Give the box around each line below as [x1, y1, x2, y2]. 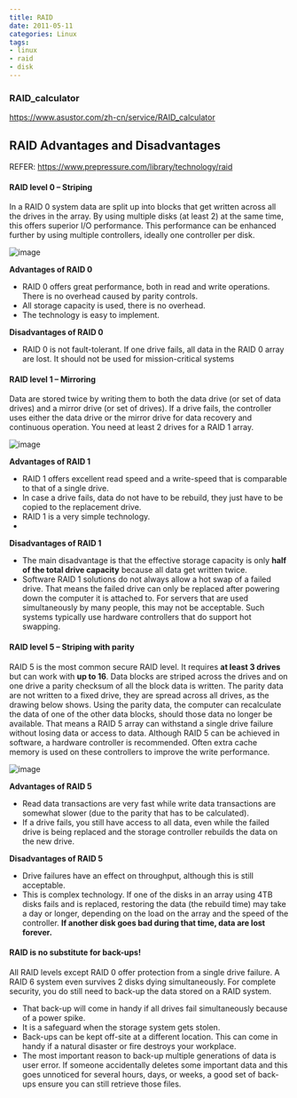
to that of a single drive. [21, 483, 109, 494]
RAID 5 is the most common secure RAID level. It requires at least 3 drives [9, 661, 281, 672]
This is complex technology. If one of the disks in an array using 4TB [21, 889, 273, 900]
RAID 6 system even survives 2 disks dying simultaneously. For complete [9, 976, 277, 987]
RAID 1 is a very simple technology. [21, 512, 151, 522]
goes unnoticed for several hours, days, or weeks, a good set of [21, 1069, 256, 1079]
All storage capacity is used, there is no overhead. [21, 300, 206, 311]
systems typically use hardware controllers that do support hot [21, 612, 252, 623]
